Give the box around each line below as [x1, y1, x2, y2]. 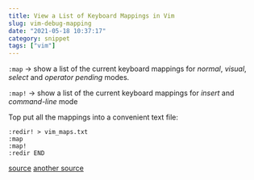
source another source [8, 163, 85, 174]
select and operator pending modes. [8, 73, 130, 82]
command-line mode [8, 97, 78, 107]
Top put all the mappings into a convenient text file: [8, 112, 179, 122]
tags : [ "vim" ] [8, 42, 56, 50]
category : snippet [8, 34, 70, 43]
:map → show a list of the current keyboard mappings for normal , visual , [8, 64, 248, 73]
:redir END [8, 149, 45, 157]
